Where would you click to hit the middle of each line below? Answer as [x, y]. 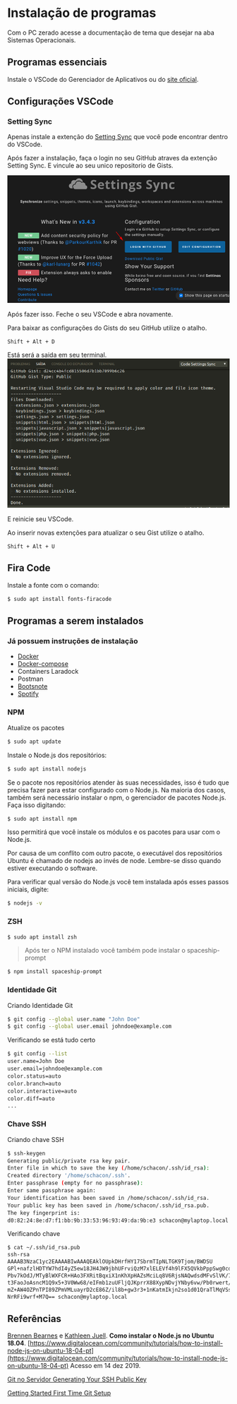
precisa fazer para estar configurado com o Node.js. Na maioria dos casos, [116, 790]
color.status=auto [34, 1076]
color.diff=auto [31, 1099]
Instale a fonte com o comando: [53, 585]
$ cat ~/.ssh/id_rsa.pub [44, 1248]
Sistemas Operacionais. [42, 40]
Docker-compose [43, 664]
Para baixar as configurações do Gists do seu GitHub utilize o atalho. [107, 328]
